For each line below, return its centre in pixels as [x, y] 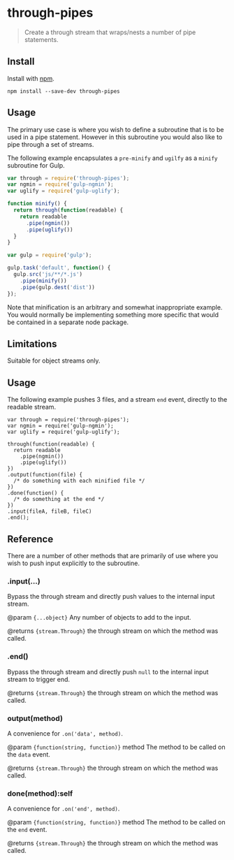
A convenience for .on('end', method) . [64, 809]
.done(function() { [36, 493]
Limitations [32, 344]
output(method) [35, 718]
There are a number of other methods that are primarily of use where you [113, 556]
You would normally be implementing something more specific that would [113, 314]
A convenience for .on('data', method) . [65, 733]
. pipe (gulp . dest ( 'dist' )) [58, 287]
